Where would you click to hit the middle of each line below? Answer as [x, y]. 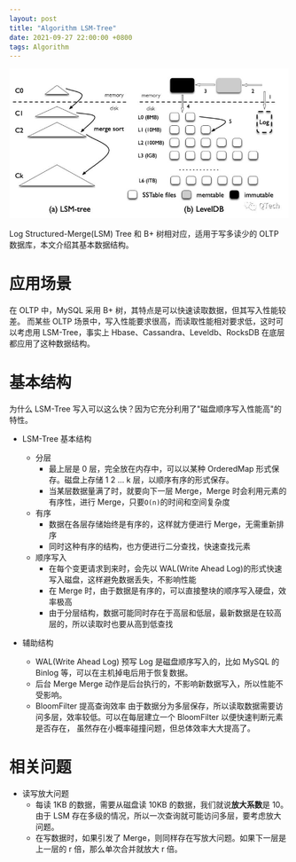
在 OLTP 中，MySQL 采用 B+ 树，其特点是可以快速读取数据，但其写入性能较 [148, 310]
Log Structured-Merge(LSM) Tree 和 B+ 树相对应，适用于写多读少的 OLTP [144, 233]
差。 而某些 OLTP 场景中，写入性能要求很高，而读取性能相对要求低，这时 [143, 321]
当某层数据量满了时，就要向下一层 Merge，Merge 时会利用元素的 [167, 490]
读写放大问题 [45, 793]
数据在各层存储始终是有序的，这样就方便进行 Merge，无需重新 [162, 524]
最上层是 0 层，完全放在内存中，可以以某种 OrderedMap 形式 [160, 468]
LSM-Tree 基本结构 [57, 438]
